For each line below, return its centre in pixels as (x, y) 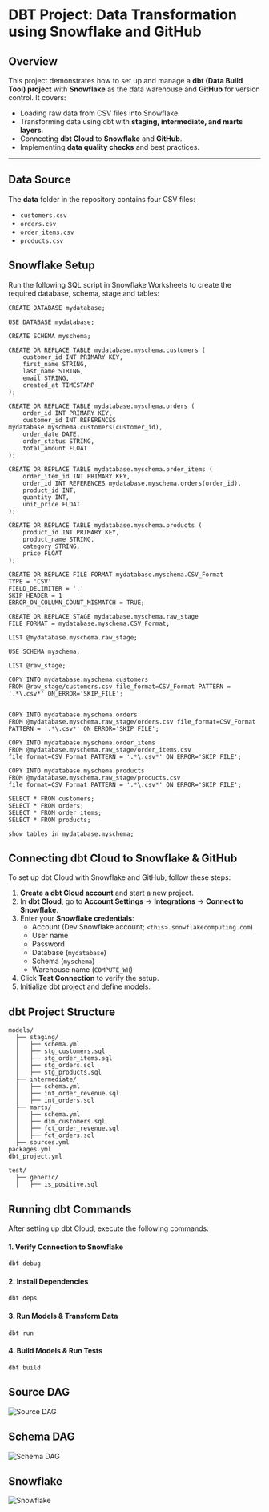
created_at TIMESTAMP (58, 385)
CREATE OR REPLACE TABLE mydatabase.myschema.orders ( (102, 406)
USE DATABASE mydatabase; (51, 322)
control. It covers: (37, 97)
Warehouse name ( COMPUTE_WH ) (82, 970)
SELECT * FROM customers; (51, 799)
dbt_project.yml (35, 1157)
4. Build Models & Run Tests (55, 1351)
